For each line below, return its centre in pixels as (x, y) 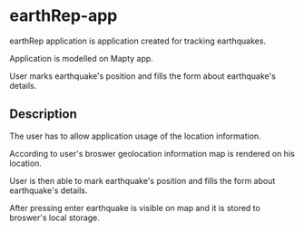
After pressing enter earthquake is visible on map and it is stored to (135, 208)
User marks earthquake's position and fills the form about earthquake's (143, 76)
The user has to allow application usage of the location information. (135, 136)
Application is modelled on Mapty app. (82, 58)
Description (43, 114)
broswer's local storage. (54, 217)
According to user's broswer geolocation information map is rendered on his (152, 153)
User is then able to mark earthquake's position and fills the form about (142, 180)
